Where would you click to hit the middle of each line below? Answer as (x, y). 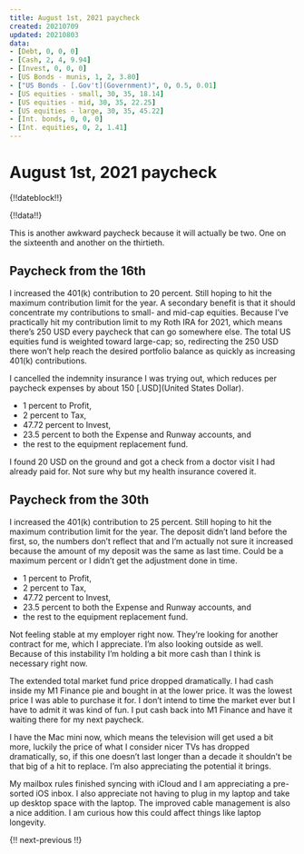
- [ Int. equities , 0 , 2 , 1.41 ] (69, 128)
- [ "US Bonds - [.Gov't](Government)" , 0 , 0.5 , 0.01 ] (113, 85)
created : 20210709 (44, 26)
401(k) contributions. (49, 361)
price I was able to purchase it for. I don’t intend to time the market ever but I (152, 700)
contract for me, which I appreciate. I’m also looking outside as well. (137, 644)
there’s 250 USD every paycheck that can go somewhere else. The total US (150, 332)
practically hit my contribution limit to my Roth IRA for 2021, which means (146, 322)
